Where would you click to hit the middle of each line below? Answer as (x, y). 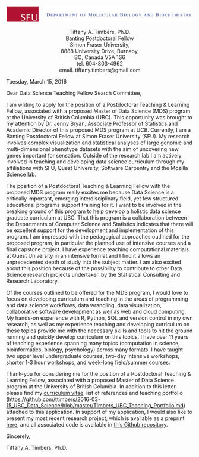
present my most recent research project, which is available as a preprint (95, 418)
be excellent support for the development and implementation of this (90, 230)
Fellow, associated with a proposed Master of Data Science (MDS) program (98, 111)
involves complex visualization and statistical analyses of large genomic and (99, 143)
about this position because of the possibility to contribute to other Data (94, 268)
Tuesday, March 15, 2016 (37, 82)
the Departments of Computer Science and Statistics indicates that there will (100, 224)
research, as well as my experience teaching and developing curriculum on (98, 325)
